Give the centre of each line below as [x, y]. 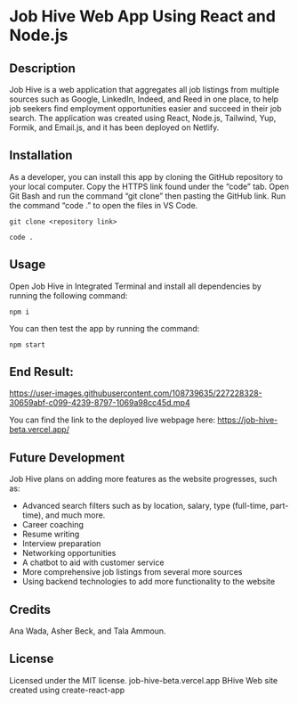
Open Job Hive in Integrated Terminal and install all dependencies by [136, 286]
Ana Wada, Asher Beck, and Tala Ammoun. [88, 631]
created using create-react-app [67, 690]
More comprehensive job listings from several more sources [132, 572]
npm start [28, 345]
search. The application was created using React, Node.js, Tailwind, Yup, [143, 118]
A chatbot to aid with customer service [93, 562]
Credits [30, 609]
